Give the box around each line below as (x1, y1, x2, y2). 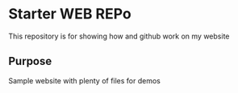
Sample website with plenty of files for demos (8, 75, 161, 85)
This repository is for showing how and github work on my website (8, 31, 230, 41)
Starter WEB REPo (8, 5, 132, 23)
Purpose (8, 55, 52, 68)
